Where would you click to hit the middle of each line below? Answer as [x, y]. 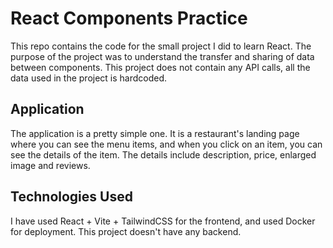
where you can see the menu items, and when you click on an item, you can [166, 144]
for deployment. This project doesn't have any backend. [126, 231]
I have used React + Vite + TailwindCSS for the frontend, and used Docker [163, 221]
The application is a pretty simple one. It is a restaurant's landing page [155, 133]
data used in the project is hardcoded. [89, 78]
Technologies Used [71, 197]
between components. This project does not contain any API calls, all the [160, 67]
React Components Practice [129, 18]
